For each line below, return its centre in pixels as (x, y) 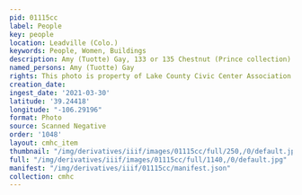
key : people (31, 34)
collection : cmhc (42, 176)
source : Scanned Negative (58, 127)
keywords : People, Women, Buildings (78, 51)
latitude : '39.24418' (50, 101)
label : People (36, 26)
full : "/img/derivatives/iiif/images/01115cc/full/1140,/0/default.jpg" (148, 160)
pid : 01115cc (34, 18)
